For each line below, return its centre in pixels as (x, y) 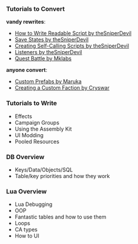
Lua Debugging (33, 204)
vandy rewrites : (26, 22)
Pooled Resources (37, 141)
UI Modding (29, 135)
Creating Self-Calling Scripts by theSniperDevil (72, 46)
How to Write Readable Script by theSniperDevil (73, 33)
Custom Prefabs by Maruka (48, 81)
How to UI (27, 236)
